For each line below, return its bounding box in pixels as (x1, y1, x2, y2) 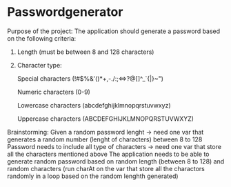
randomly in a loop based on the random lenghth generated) (7, 172, 179, 180)
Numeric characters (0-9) (17, 88, 91, 96)
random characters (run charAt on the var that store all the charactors (7, 164, 205, 173)
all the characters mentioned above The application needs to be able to (7, 150, 210, 158)
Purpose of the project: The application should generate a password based (7, 27, 221, 35)
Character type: (17, 61, 62, 69)
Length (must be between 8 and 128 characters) (17, 48, 154, 56)
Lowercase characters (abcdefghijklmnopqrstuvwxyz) (17, 101, 171, 109)
